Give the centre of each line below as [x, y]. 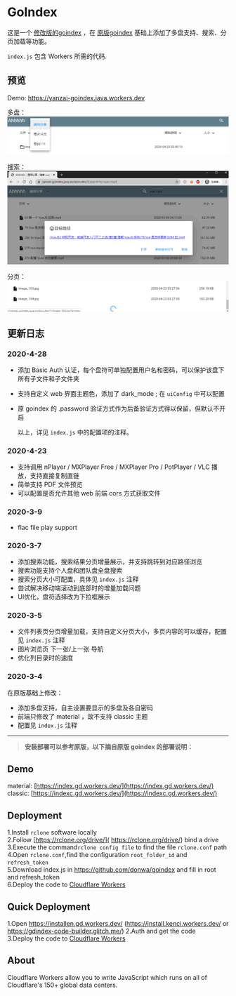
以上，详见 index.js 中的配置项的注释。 [75, 432]
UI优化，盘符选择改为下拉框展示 [64, 597]
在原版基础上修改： [35, 693]
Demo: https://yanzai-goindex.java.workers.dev [76, 98]
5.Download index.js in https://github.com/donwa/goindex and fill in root [112, 870]
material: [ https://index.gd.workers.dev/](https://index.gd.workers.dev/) [111, 786]
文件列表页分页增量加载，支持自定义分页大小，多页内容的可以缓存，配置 [122, 632]
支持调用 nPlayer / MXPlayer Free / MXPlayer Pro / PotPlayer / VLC [113, 467]
